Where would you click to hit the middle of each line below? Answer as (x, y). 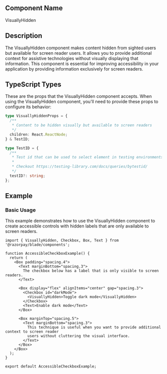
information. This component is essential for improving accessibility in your (82, 64)
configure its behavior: (28, 107)
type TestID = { (22, 148)
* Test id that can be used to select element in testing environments (87, 157)
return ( (19, 258)
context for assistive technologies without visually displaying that (72, 58)
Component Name (34, 8)
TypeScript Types (33, 85)
